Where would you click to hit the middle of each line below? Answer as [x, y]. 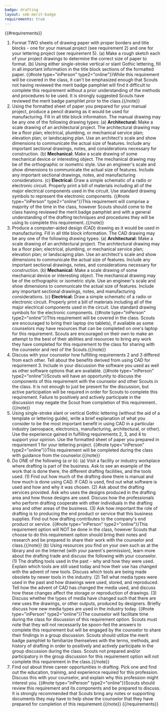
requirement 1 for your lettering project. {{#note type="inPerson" [78, 445]
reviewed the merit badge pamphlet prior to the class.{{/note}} [76, 101]
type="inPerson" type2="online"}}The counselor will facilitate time [80, 614]
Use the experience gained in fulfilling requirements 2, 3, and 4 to [79, 434]
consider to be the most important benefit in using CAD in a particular [83, 424]
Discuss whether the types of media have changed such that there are [84, 598]
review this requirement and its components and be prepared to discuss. [86, 688]
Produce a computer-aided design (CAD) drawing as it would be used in [85, 228]
